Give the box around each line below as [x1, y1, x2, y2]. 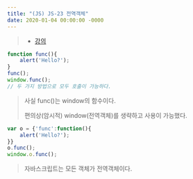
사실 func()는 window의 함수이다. [24, 96, 116, 104]
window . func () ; [7, 77, 51, 84]
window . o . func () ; [7, 151, 58, 158]
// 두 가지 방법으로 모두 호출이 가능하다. [7, 83, 112, 90]
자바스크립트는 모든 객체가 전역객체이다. [24, 164, 133, 173]
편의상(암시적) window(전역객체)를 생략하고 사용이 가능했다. [24, 111, 187, 119]
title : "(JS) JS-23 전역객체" [7, 10, 89, 17]
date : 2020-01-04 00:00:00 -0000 [7, 17, 104, 24]
